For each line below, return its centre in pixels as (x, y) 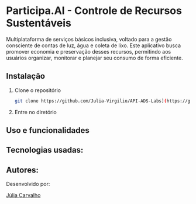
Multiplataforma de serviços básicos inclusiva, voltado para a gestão (89, 39)
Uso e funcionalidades (48, 130)
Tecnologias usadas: (45, 150)
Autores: (23, 170)
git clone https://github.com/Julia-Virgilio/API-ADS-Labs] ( (91, 101)
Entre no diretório (35, 112)
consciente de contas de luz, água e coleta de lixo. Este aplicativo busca (94, 45)
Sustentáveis (39, 23)
